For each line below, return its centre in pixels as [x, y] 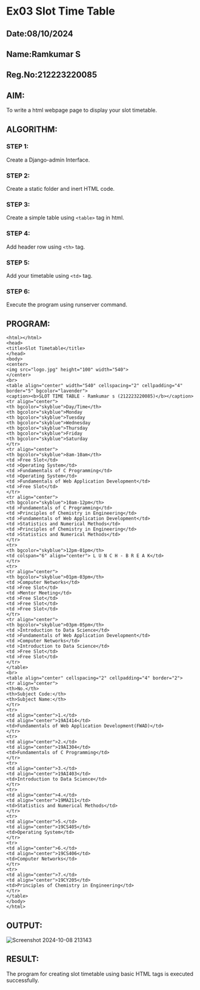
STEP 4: [18, 233]
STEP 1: [18, 146]
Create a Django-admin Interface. [48, 160]
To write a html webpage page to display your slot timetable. [82, 110]
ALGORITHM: [32, 129]
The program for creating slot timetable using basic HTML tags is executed [100, 974]
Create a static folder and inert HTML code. [61, 189]
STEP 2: [18, 176]
